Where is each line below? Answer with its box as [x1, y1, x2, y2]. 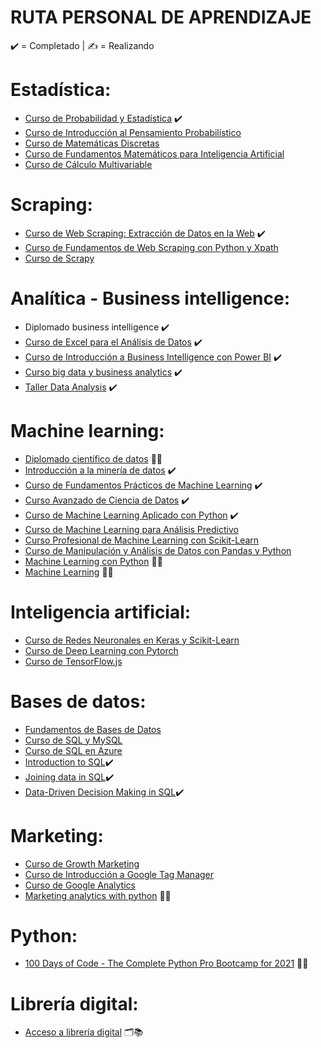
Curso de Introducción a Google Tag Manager [24, 868, 215, 880]
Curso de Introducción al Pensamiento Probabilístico [24, 126, 242, 138]
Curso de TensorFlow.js [24, 655, 123, 667]
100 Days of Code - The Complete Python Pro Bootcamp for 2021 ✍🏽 [24, 957, 309, 970]
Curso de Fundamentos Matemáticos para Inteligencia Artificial [24, 147, 285, 160]
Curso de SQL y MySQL [24, 734, 123, 746]
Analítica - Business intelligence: [10, 287, 291, 310]
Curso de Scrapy [24, 252, 95, 264]
